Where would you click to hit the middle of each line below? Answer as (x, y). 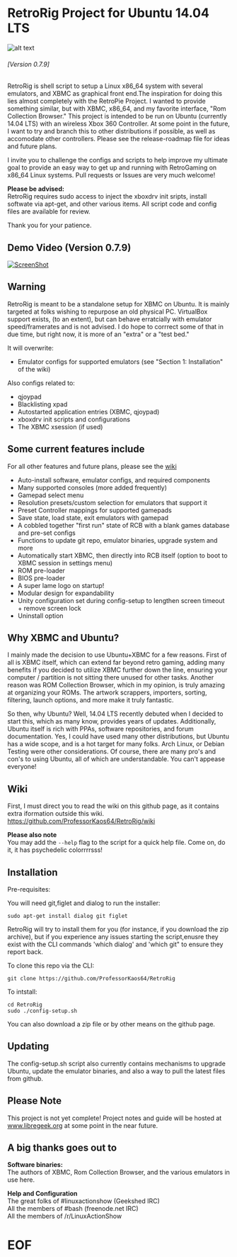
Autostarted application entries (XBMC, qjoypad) (88, 411)
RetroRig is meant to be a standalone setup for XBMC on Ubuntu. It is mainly (118, 304)
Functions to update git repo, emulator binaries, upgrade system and (117, 540)
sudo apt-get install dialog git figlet (68, 917)
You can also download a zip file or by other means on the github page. (111, 1024)
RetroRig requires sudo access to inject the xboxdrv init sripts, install (107, 196)
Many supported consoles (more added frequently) (92, 487)
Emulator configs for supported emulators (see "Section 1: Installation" (120, 361)
